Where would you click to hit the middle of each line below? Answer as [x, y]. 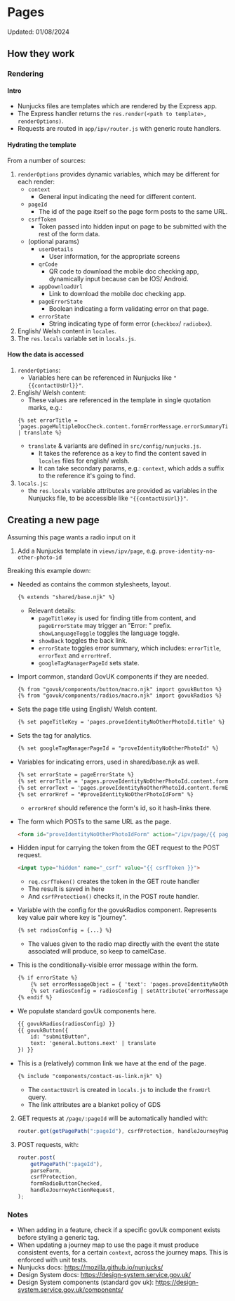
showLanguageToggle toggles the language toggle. [109, 633]
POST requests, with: [48, 1144]
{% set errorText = [46, 788]
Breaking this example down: [49, 570]
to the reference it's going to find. [87, 475]
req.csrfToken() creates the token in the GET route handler [114, 882]
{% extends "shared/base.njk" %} [66, 597]
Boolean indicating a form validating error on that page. [129, 308]
